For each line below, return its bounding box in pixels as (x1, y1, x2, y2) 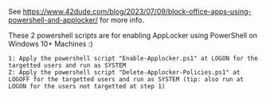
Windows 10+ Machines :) (8, 39, 93, 49)
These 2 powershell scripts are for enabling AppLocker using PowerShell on (8, 31, 257, 40)
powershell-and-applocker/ (8, 15, 98, 25)
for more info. (99, 15, 145, 25)
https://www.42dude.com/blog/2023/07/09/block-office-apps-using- (22, 7, 252, 16)
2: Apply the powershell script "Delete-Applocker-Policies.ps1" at (8, 69, 241, 76)
